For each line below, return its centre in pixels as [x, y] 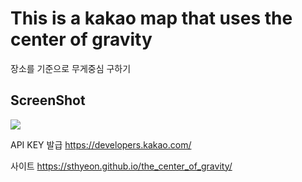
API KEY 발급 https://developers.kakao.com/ [101, 144]
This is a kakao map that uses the [151, 18]
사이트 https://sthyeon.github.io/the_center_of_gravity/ [121, 166]
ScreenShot [48, 100]
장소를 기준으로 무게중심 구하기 [71, 68]
